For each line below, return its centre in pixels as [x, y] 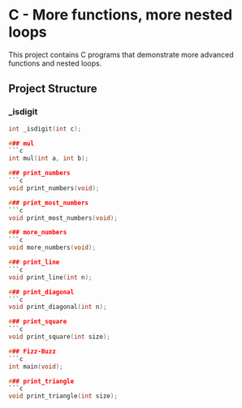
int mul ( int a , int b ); [49, 159]
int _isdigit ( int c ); [45, 129]
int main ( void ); [36, 367]
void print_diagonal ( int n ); [58, 307]
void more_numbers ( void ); [52, 248]
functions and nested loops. [55, 63]
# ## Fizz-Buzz [32, 351]
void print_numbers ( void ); [54, 188]
